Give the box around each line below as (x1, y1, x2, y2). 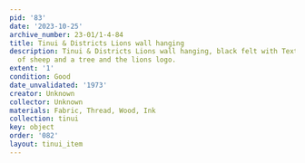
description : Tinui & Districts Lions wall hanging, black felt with (9, 47, 279, 56)
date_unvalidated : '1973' (9, 81, 107, 90)
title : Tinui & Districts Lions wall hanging (9, 38, 184, 48)
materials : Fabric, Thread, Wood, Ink (9, 106, 156, 115)
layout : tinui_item (9, 139, 84, 149)
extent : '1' (9, 64, 54, 73)
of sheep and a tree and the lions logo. (17, 55, 177, 64)
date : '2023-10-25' (9, 22, 84, 31)
